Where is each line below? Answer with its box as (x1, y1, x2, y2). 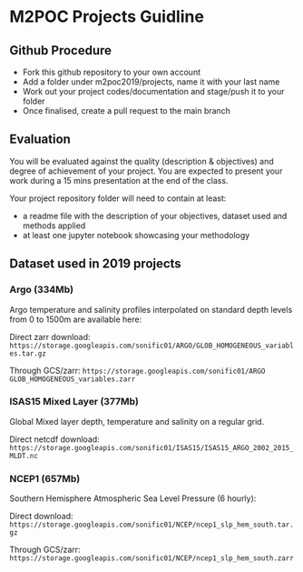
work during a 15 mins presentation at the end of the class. (9, 175, 229, 186)
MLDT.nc (9, 451, 39, 460)
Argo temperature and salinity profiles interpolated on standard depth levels (9, 304, 293, 315)
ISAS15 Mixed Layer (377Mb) (9, 396, 139, 408)
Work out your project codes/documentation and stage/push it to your (22, 86, 285, 96)
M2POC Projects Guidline (9, 6, 204, 27)
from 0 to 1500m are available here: (9, 314, 142, 325)
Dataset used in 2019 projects (9, 256, 181, 272)
